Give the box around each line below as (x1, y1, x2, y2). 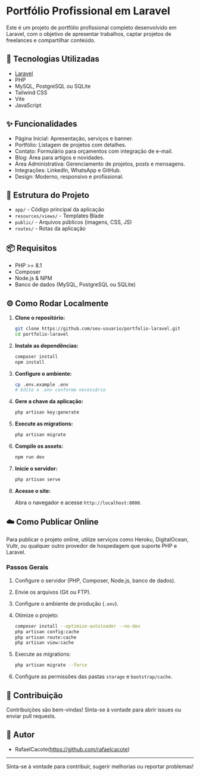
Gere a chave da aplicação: (14, 398, 83, 405)
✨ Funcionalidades (6, 119, 77, 129)
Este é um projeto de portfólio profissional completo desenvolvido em (6, 24, 177, 31)
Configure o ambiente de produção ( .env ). (14, 600, 119, 607)
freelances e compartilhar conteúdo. (6, 36, 96, 44)
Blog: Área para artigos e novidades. (14, 154, 105, 161)
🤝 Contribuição (6, 690, 63, 700)
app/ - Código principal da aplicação (14, 206, 105, 213)
